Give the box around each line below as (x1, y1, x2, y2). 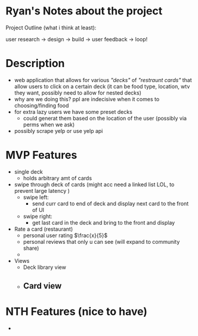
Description (5, 57, 65, 70)
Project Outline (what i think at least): (5, 24, 97, 31)
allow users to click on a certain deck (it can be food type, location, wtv (14, 83, 190, 90)
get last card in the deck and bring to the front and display (32, 219, 175, 226)
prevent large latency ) (14, 187, 70, 194)
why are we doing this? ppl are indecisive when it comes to (14, 95, 160, 102)
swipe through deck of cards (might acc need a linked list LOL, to (14, 181, 175, 188)
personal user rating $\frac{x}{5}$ (23, 232, 108, 239)
